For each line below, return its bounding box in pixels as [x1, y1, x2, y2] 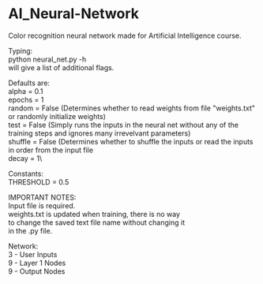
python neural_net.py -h [8, 54, 87, 64]
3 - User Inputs [8, 249, 58, 259]
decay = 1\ [8, 153, 43, 163]
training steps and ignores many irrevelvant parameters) [8, 128, 191, 138]
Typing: [8, 46, 33, 55]
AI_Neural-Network [8, 5, 140, 23]
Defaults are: [8, 78, 50, 88]
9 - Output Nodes [8, 266, 66, 276]
